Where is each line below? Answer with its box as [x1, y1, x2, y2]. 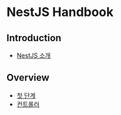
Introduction [6, 32, 62, 44]
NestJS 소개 [16, 52, 51, 59]
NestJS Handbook [6, 4, 114, 20]
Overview [6, 72, 50, 84]
